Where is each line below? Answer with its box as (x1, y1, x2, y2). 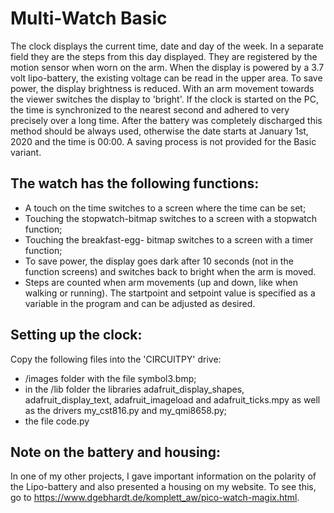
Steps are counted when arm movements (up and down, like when (24, 276, 298, 288)
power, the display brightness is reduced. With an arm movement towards (10, 82, 315, 94)
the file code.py (24, 415, 90, 427)
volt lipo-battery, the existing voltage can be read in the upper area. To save (10, 72, 323, 84)
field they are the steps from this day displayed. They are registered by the (10, 50, 318, 62)
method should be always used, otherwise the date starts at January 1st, (10, 125, 309, 137)
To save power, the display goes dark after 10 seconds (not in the (24, 255, 294, 267)
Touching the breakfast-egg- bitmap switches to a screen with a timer (24, 233, 314, 246)
